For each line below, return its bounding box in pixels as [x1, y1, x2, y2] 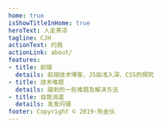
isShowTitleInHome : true [8, 19, 91, 27]
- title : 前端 [8, 64, 53, 72]
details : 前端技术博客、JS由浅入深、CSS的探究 [15, 71, 154, 79]
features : [8, 56, 41, 64]
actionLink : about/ [8, 48, 73, 56]
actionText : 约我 [8, 41, 64, 49]
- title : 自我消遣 [8, 93, 65, 101]
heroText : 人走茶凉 [8, 26, 68, 34]
